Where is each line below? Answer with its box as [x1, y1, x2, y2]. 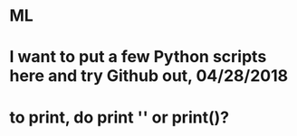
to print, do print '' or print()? [9, 107, 229, 127]
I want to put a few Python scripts [9, 47, 267, 68]
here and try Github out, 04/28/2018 [9, 66, 288, 86]
